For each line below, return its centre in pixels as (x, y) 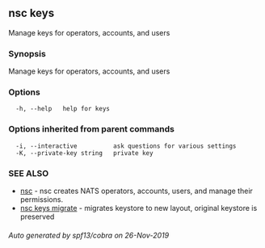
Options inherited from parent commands (92, 129)
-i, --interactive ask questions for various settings (126, 146)
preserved (37, 216)
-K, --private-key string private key (84, 153)
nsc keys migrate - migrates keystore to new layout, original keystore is (139, 208)
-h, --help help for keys (63, 109)
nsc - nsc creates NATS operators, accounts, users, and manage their (136, 191)
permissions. (41, 200)
